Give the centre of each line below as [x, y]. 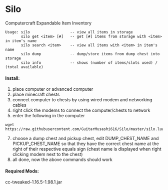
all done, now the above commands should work [62, 160]
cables [19, 105]
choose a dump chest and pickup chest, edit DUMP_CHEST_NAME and [85, 139]
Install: [12, 78]
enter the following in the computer [48, 116]
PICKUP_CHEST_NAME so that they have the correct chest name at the [85, 144]
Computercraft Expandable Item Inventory [48, 23]
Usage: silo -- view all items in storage [69, 32]
